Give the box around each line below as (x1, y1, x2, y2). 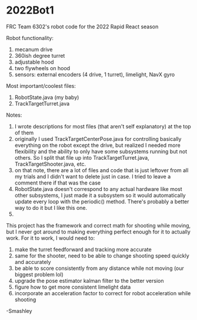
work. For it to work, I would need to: (6, 234, 95, 242)
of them (14, 129, 34, 136)
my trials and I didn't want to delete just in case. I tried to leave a (14, 173, 171, 180)
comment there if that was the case (14, 179, 101, 186)
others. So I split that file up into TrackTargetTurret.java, (14, 154, 149, 161)
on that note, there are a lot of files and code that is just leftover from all (14, 166, 189, 174)
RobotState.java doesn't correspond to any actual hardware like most (14, 185, 182, 192)
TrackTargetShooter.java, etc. (14, 160, 86, 167)
